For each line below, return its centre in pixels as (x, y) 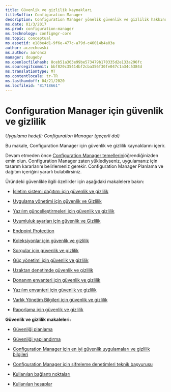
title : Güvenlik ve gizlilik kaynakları (49, 10)
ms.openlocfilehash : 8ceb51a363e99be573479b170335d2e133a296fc (74, 62)
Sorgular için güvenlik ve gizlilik (46, 250)
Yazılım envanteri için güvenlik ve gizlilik (54, 290)
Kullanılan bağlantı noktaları (41, 374)
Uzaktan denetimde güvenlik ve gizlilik (53, 270)
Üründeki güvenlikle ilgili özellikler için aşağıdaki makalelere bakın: (75, 182)
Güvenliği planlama (33, 329)
